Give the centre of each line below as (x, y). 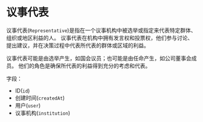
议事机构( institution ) (43, 113)
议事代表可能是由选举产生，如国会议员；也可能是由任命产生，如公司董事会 (99, 58)
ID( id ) (22, 91)
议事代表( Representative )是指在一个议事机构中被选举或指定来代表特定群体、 (101, 30)
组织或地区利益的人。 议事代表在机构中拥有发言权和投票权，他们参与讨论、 (100, 37)
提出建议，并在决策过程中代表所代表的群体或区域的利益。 (78, 45)
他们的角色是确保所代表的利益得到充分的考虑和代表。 (84, 66)
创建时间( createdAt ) (40, 98)
